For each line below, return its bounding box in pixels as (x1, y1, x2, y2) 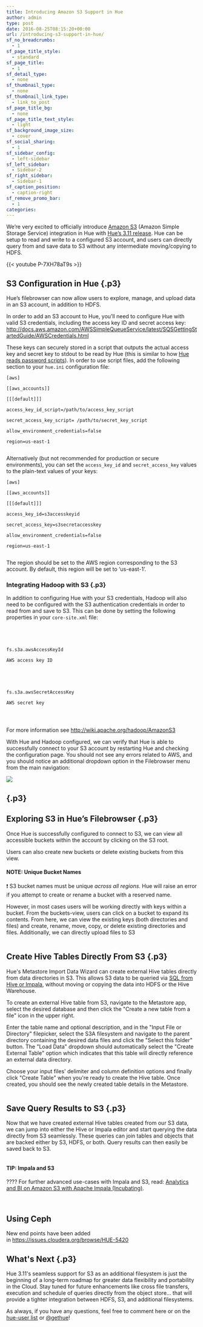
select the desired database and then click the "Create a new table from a (6, 1005, 191, 1012)
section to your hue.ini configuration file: (6, 363, 110, 370)
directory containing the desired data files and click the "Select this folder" (6, 1036, 193, 1043)
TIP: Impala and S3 (6, 1164, 55, 1172)
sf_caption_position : (6, 184, 61, 190)
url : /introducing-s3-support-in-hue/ (6, 32, 104, 38)
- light (12, 122, 32, 128)
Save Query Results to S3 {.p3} (6, 1103, 126, 1113)
